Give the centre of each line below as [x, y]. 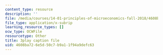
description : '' [21, 14]
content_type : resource [29, 9]
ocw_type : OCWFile [24, 32]
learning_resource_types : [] [34, 27]
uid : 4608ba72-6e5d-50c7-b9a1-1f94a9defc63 [50, 45]
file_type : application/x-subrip [39, 23]
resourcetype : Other [26, 36]
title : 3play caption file [32, 41]
